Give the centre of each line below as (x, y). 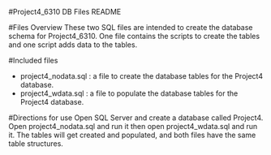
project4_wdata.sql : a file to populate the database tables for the (129, 93)
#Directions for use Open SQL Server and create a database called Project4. (136, 118)
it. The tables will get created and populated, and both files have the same (132, 135)
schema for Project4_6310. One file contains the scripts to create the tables (134, 36)
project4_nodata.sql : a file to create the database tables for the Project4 (142, 76)
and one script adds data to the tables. (73, 45)
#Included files (33, 60)
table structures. (36, 144)
